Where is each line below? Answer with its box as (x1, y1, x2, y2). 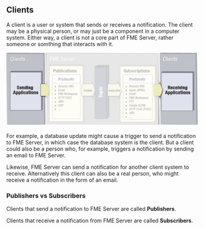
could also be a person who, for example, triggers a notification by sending (6, 145, 194, 152)
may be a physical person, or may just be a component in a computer (6, 27, 180, 35)
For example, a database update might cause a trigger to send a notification (6, 132, 196, 139)
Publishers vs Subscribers (6, 191, 86, 200)
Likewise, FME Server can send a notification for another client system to (6, 163, 189, 171)
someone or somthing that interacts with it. (6, 40, 114, 47)
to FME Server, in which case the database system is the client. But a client (6, 138, 194, 146)
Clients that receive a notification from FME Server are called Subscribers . (6, 217, 193, 224)
